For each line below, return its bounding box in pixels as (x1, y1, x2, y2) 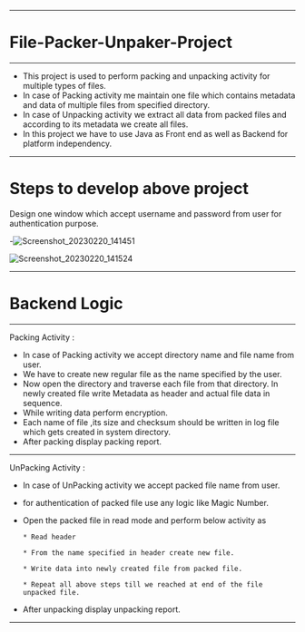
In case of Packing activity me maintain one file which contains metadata (22, 90, 296, 101)
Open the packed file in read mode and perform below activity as (22, 514, 267, 526)
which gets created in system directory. (22, 426, 171, 437)
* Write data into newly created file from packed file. (22, 564, 243, 573)
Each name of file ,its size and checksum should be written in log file (22, 416, 280, 427)
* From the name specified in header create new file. (22, 548, 235, 558)
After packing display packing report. (22, 436, 162, 447)
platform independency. (22, 138, 113, 149)
